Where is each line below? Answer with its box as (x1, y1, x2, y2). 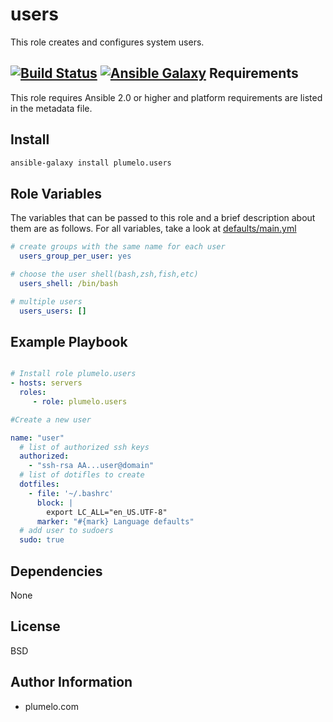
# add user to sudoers (19, 526, 114, 536)
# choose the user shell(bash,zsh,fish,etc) (10, 269, 199, 279)
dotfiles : (19, 479, 60, 490)
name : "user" (10, 433, 65, 443)
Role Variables (10, 185, 102, 202)
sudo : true (19, 535, 65, 545)
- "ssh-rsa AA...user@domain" (28, 461, 155, 471)
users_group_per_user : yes (19, 251, 132, 262)
